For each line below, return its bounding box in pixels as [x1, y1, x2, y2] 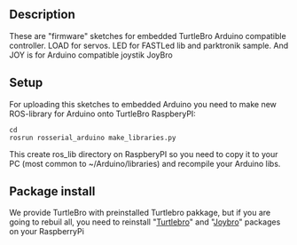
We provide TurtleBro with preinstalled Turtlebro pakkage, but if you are [9, 208, 271, 218]
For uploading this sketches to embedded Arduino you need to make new [9, 99, 277, 109]
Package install [9, 184, 96, 199]
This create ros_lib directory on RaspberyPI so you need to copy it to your [9, 148, 278, 159]
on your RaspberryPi [9, 226, 84, 237]
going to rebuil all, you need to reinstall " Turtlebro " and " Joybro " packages [9, 217, 281, 227]
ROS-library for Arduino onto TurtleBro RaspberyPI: [9, 108, 197, 119]
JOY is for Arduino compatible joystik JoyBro [9, 49, 173, 60]
